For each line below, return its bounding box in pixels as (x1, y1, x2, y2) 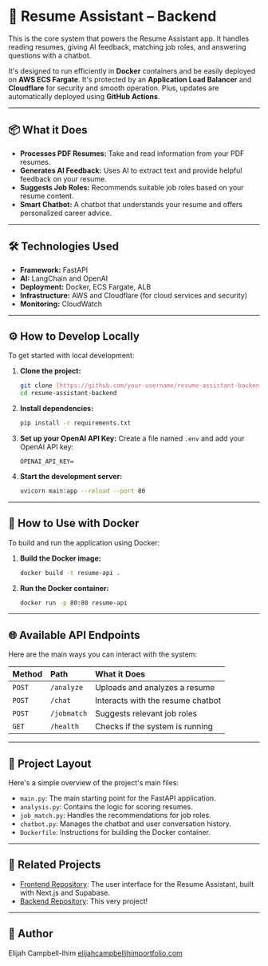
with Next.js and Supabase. (19, 888, 110, 897)
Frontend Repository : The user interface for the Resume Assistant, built (19, 879, 254, 888)
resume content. (19, 191, 74, 201)
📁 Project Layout (8, 756, 92, 770)
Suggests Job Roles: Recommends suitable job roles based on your (19, 182, 245, 192)
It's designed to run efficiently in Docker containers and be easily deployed (8, 66, 256, 75)
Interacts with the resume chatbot (94, 695, 222, 706)
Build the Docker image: (19, 553, 101, 563)
